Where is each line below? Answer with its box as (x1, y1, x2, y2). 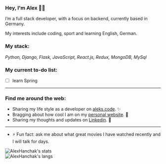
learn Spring (12, 78, 38, 83)
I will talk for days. (12, 138, 49, 145)
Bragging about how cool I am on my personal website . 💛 (12, 112, 128, 118)
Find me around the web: (5, 95, 66, 102)
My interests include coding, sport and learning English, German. (5, 31, 137, 37)
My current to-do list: (5, 66, 58, 73)
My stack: (5, 43, 30, 50)
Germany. (5, 21, 25, 27)
